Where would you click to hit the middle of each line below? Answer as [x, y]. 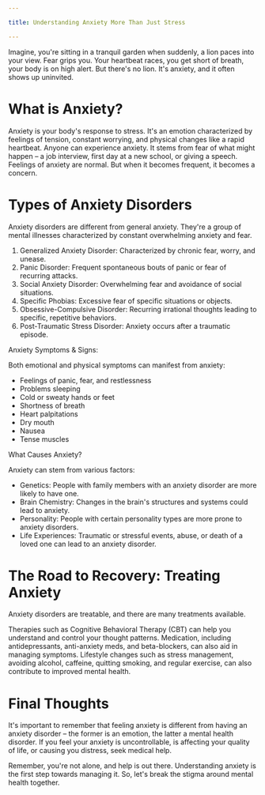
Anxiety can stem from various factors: [72, 469]
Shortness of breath [52, 405]
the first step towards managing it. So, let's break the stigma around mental [131, 774]
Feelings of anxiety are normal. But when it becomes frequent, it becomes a [132, 164]
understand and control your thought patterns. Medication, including [120, 638]
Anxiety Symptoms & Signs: [53, 349]
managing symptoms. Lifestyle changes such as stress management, [121, 655]
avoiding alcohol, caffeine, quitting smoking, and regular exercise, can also [130, 663]
